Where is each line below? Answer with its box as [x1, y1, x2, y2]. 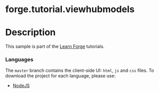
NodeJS [12, 82, 30, 89]
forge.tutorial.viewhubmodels [5, 4, 135, 15]
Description [5, 27, 56, 38]
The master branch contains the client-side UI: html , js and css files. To [5, 67, 154, 74]
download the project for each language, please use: [5, 73, 116, 79]
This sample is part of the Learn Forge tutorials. [5, 43, 105, 50]
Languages [5, 56, 34, 63]
